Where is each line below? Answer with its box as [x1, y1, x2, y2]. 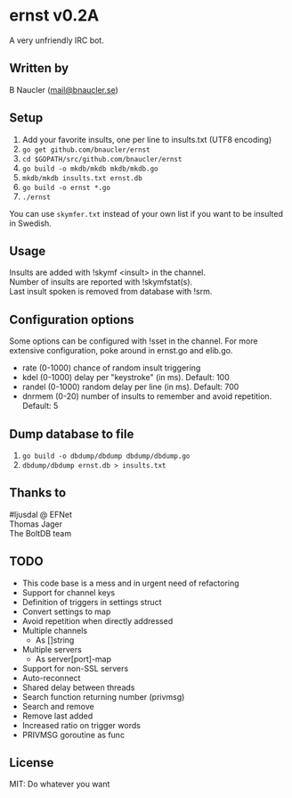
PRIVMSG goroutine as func [21, 729, 126, 740]
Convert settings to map [21, 606, 111, 617]
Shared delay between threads [21, 682, 135, 693]
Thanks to [9, 486, 67, 501]
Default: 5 [21, 401, 59, 411]
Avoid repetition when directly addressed [21, 615, 174, 626]
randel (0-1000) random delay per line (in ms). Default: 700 [21, 381, 239, 393]
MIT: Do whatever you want [9, 778, 110, 790]
